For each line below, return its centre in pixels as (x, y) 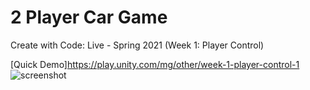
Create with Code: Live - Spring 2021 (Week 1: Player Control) (137, 45)
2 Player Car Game (89, 17)
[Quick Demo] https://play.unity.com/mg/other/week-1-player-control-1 (155, 64)
